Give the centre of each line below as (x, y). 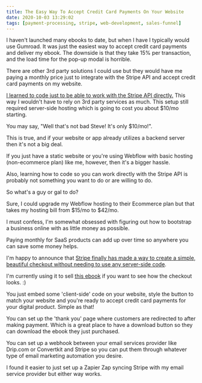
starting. (17, 114)
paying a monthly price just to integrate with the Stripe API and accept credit (101, 77)
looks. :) (16, 282)
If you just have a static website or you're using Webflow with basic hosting (99, 156)
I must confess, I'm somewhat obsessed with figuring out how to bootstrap (99, 222)
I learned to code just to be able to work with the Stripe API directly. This (96, 95)
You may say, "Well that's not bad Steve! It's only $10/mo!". (79, 126)
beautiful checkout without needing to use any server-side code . (86, 264)
